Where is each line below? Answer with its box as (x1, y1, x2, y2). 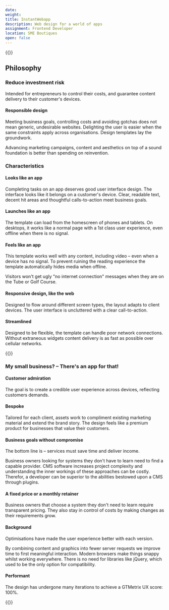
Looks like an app (5, 175, 43, 181)
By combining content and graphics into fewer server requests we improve (5, 545, 160, 551)
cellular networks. (5, 340, 43, 346)
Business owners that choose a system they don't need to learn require (5, 502, 154, 508)
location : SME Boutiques (5, 31, 58, 36)
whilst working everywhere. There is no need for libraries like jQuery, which (5, 556, 162, 562)
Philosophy (5, 64, 42, 73)
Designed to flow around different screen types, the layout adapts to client (5, 301, 160, 308)
